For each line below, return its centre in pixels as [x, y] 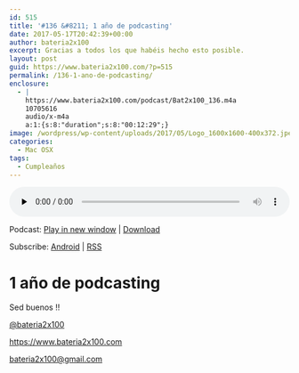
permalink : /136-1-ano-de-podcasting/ [81, 76]
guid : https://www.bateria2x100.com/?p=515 [91, 68]
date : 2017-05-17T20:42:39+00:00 [71, 34]
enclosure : [29, 84]
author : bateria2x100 [49, 42]
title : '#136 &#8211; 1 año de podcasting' [91, 26]
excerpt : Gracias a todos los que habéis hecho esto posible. [127, 51]
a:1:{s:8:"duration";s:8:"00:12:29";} [97, 126]
